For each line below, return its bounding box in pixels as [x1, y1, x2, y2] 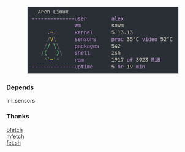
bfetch [6, 126, 23, 133]
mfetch [6, 132, 25, 140]
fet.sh [6, 139, 21, 147]
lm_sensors [6, 97, 36, 104]
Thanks [6, 112, 29, 121]
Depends [6, 83, 34, 92]
